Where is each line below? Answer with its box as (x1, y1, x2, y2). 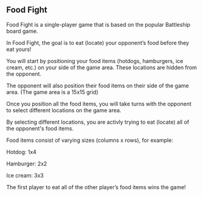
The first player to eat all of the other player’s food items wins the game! (6, 183, 186, 190)
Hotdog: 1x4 (6, 148, 37, 155)
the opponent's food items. (6, 124, 74, 132)
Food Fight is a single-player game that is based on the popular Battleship (6, 21, 191, 28)
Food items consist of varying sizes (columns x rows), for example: (6, 136, 174, 144)
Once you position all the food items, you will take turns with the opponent (6, 100, 192, 107)
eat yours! (6, 45, 32, 53)
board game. (6, 27, 38, 35)
